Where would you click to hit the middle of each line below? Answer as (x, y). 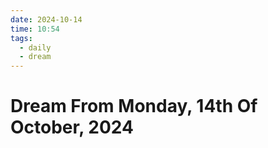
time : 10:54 (35, 29)
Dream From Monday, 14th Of (134, 106)
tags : (21, 38)
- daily (35, 47)
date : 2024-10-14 (46, 19)
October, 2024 (72, 127)
